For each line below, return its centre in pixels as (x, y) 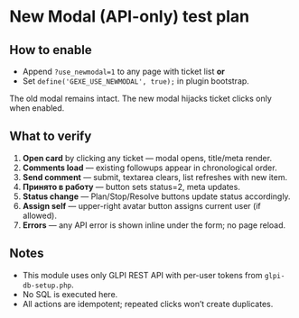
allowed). (39, 215)
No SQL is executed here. (70, 294)
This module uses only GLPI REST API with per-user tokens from (142, 275)
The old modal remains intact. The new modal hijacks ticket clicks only (141, 98)
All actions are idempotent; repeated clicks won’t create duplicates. (148, 304)
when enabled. (37, 108)
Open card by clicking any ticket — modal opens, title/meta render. (147, 158)
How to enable (51, 50)
